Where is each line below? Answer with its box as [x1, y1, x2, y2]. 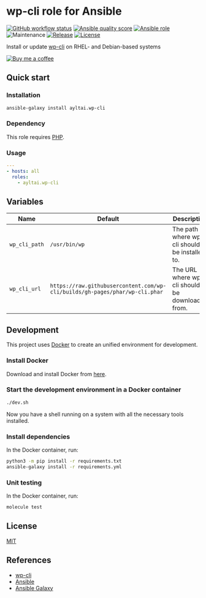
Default [97, 214, 120, 223]
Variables [6, 196, 44, 206]
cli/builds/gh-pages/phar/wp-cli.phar [50, 289, 164, 295]
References [6, 555, 51, 566]
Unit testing [6, 478, 42, 486]
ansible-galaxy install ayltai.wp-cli [6, 105, 105, 111]
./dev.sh [6, 399, 29, 406]
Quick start [6, 72, 50, 83]
